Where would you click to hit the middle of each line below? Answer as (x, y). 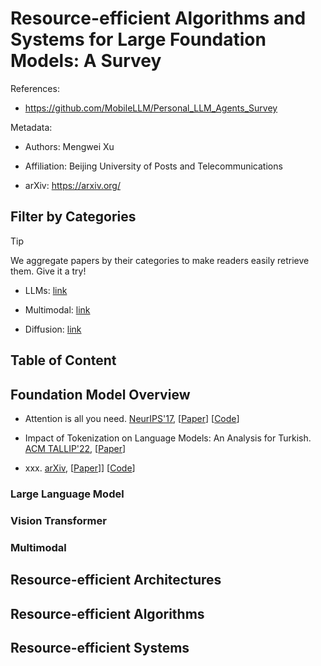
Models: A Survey (86, 61)
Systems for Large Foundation (138, 39)
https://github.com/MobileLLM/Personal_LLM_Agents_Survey (151, 108)
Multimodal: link (57, 309)
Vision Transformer (58, 520)
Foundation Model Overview (100, 394)
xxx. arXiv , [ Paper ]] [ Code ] (80, 468)
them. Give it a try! (48, 271)
